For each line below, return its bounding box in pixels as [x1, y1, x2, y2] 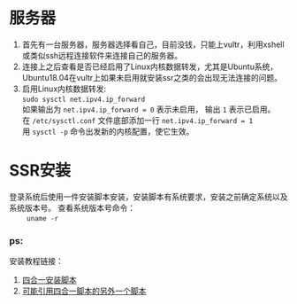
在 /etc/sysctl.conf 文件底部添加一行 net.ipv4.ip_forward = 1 [21, 114, 254, 125]
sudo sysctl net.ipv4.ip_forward [21, 95, 146, 104]
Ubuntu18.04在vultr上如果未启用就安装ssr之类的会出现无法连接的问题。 [21, 72, 283, 82]
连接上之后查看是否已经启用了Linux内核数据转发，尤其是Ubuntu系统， [21, 61, 278, 72]
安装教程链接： [9, 256, 64, 267]
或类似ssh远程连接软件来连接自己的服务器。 [21, 50, 183, 60]
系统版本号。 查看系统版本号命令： [9, 202, 135, 213]
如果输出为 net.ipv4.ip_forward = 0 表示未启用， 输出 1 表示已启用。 [21, 104, 276, 114]
